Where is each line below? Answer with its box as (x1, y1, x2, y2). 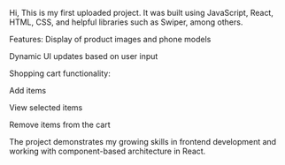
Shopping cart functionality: (9, 68, 111, 79)
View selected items (9, 102, 83, 113)
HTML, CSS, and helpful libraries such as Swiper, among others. (9, 17, 243, 27)
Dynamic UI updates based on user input (9, 51, 158, 61)
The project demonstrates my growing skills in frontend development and (9, 137, 277, 146)
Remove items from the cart (9, 119, 111, 130)
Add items (9, 86, 47, 95)
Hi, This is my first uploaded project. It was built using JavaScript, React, (9, 8, 274, 18)
